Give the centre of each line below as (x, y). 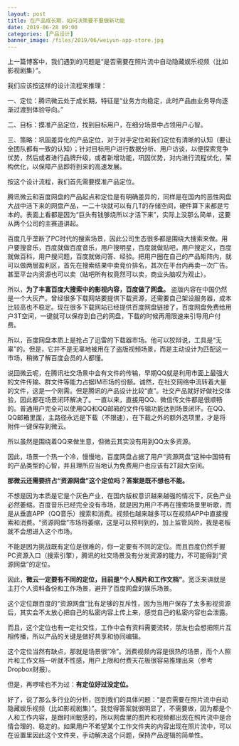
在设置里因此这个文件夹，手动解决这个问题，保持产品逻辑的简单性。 (107, 735)
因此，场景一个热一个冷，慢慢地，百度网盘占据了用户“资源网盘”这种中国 (113, 457)
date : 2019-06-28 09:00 (43, 27)
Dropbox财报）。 (31, 669)
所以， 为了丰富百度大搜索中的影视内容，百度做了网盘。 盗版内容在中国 (111, 290)
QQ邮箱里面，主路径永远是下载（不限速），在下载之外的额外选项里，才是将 (117, 418)
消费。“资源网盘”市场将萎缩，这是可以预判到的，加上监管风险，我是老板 (125, 522)
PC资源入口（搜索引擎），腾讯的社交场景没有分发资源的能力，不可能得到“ (115, 555)
